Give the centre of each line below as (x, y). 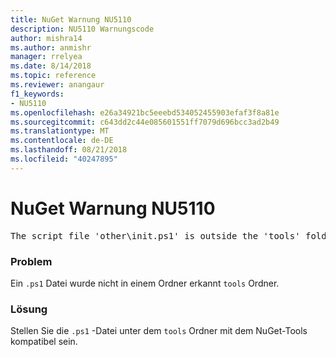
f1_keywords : (37, 94)
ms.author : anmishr (51, 47)
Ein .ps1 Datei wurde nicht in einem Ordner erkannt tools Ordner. (145, 283)
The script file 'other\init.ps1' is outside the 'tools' (155, 235)
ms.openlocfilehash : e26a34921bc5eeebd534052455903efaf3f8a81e (145, 112)
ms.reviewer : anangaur (57, 85)
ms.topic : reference (53, 76)
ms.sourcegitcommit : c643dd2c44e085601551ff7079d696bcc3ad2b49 (145, 122)
